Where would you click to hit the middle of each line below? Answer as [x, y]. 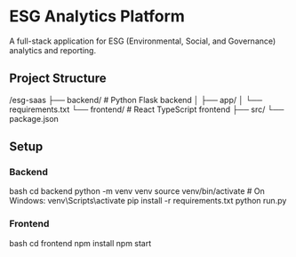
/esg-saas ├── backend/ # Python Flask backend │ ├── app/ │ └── [136, 100]
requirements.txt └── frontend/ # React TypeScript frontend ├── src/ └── [147, 109]
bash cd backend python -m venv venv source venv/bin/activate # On [137, 191]
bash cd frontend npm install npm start [80, 243]
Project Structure [58, 79]
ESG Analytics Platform [97, 16]
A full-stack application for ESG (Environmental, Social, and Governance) [143, 41]
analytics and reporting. [52, 50]
